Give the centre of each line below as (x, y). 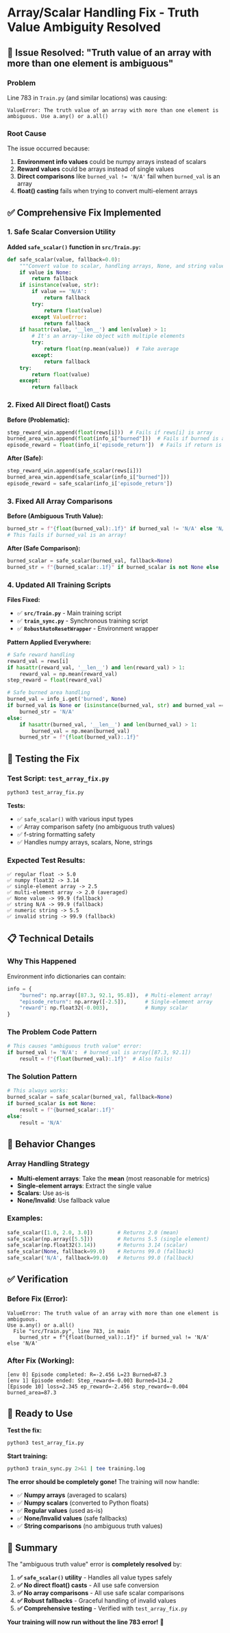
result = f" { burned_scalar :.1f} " (67, 1110)
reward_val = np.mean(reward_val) (68, 674)
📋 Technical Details (51, 938)
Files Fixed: (24, 599)
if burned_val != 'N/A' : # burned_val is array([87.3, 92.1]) (99, 1053)
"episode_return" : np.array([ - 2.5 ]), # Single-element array (116, 1001)
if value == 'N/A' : (60, 292)
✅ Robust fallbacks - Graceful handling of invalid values (97, 1601)
